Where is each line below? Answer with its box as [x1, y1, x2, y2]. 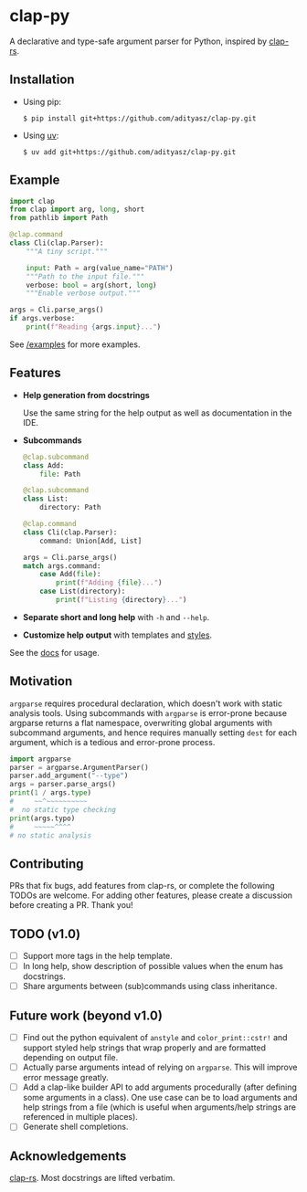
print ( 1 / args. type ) [9, 788, 92, 797]
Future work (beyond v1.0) [9, 1007, 163, 1023]
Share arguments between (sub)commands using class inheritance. [22, 981, 278, 992]
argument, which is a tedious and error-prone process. [9, 736, 216, 747]
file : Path [39, 469, 81, 479]
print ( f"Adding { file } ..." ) [56, 578, 163, 587]
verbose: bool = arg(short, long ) [26, 280, 157, 290]
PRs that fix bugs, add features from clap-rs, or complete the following [9, 881, 276, 891]
